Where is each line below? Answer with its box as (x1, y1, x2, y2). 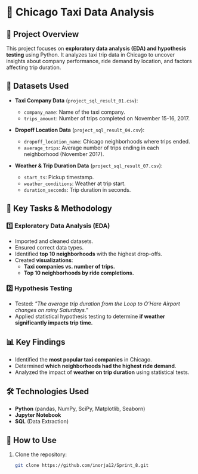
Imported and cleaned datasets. (14, 238, 94, 245)
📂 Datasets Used (6, 81, 69, 91)
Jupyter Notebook (14, 411, 61, 419)
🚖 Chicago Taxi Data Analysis (6, 5, 154, 19)
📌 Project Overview (6, 29, 79, 39)
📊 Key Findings (6, 337, 66, 347)
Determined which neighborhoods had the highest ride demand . (14, 362, 177, 369)
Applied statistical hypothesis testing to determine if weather (14, 313, 165, 320)
